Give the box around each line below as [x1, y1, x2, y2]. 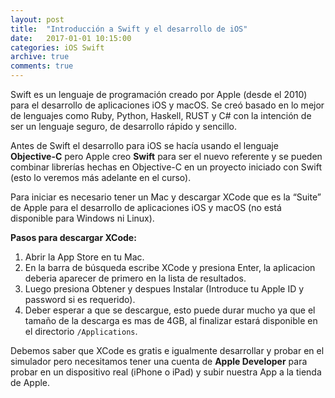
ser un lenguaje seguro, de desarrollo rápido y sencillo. [10, 121, 238, 132]
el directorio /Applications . [24, 326, 138, 337]
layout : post [10, 14, 65, 25]
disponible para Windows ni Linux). [10, 212, 155, 224]
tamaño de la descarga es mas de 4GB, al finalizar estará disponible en [24, 315, 318, 326]
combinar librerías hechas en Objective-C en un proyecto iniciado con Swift [10, 161, 322, 173]
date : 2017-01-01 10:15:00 [10, 33, 132, 43]
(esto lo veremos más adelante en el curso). [10, 172, 192, 183]
